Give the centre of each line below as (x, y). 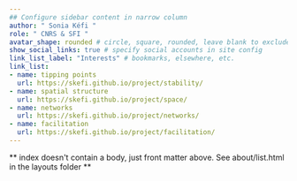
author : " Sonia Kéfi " (53, 26)
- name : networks (41, 108)
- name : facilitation (49, 124)
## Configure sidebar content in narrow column (99, 17)
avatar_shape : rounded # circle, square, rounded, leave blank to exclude (150, 42)
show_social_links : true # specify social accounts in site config (136, 50)
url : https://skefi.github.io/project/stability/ (110, 83)
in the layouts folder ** (50, 166)
